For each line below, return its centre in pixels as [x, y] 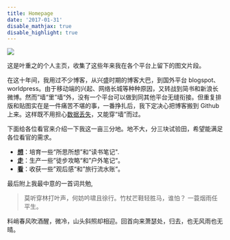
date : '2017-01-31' [35, 20]
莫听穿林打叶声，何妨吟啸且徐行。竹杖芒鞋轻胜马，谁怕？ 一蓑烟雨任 [120, 198]
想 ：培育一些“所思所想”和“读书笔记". [68, 152]
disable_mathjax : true [39, 26]
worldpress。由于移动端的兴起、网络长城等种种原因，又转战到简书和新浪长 [113, 89]
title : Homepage [30, 13]
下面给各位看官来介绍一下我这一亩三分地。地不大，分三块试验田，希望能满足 [115, 129]
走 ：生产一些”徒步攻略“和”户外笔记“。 [71, 161]
